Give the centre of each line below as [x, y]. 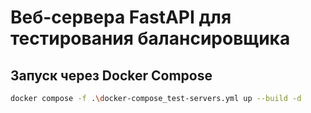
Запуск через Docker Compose [111, 75]
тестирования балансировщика [150, 38]
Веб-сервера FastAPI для [121, 17]
